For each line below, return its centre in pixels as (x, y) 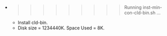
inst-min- (152, 7)
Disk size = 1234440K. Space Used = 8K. (61, 28)
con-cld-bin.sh (140, 13)
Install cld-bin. (33, 23)
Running (133, 7)
